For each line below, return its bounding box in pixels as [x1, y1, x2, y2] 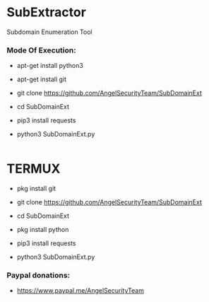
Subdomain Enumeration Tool [6, 28, 92, 36]
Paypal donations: [6, 270, 71, 280]
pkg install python [16, 226, 69, 234]
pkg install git [16, 185, 56, 193]
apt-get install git [16, 75, 67, 83]
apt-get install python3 [16, 62, 84, 70]
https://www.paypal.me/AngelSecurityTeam [16, 286, 144, 295]
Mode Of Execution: [6, 45, 76, 55]
